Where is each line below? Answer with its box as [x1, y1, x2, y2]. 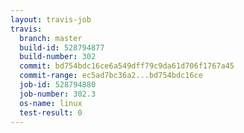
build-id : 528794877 [19, 42, 105, 53]
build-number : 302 [19, 52, 97, 62]
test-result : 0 [19, 107, 83, 118]
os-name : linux [19, 98, 83, 108]
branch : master [19, 33, 83, 43]
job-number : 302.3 [19, 89, 97, 99]
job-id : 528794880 [19, 80, 97, 90]
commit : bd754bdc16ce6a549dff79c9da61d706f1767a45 [19, 61, 235, 71]
